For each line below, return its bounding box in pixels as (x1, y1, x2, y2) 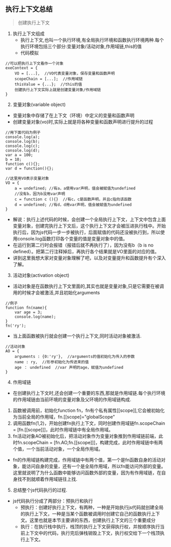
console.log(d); (5, 148, 40, 153)
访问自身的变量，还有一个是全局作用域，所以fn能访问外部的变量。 (26, 463, 166, 469)
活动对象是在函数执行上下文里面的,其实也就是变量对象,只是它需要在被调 (12, 283, 164, 289)
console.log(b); (5, 139, 40, 144)
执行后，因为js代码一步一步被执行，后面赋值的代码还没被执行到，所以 (12, 229, 161, 235)
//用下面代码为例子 (5, 130, 41, 135)
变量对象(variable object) (12, 101, 66, 107)
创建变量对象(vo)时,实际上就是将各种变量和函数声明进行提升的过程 (12, 119, 154, 125)
